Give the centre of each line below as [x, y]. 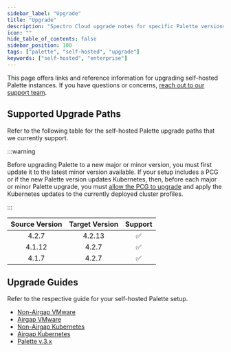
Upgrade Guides [43, 282]
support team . [27, 92]
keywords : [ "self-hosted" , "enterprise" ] [67, 58]
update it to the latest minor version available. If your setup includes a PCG [113, 172]
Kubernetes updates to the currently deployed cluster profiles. [95, 194]
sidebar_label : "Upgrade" [44, 13]
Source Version [36, 224]
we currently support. [38, 137]
